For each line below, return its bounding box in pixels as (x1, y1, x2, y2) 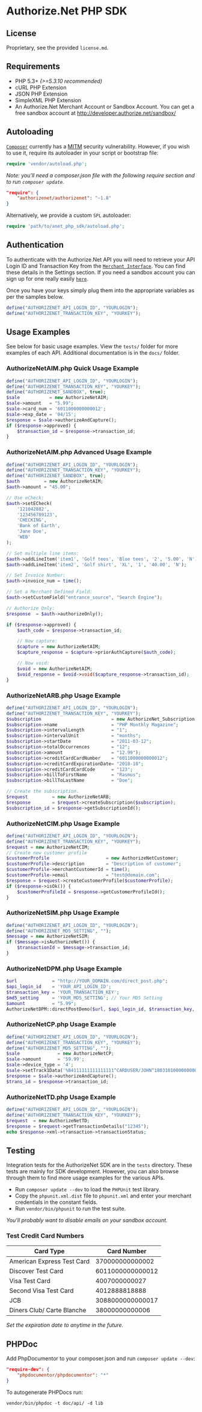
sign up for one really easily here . (6, 275, 89, 282)
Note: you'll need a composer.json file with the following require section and (6, 171, 195, 179)
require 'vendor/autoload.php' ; (6, 160, 87, 167)
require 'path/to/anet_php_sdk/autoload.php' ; (6, 224, 125, 230)
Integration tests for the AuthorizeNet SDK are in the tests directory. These (6, 1161, 192, 1169)
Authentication (6, 240, 64, 250)
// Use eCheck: (6, 495, 44, 501)
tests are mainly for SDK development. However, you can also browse (6, 1168, 179, 1175)
